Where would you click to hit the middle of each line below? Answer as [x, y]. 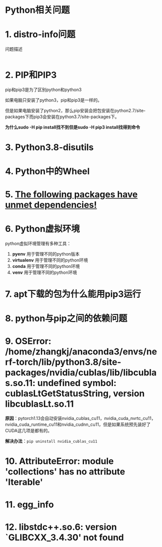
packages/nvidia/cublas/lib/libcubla [81, 373]
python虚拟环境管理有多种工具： [38, 243]
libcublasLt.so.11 [39, 404]
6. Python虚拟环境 [43, 229]
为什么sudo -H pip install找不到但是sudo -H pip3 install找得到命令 [73, 127]
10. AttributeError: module [60, 461]
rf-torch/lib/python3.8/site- [63, 362]
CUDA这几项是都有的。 [29, 430]
